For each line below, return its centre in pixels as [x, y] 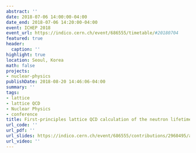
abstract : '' [22, 11]
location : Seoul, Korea [35, 60]
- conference [22, 114]
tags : [13, 92]
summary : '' [20, 87]
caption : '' [26, 49]
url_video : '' [23, 141]
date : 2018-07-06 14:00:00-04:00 [47, 17]
